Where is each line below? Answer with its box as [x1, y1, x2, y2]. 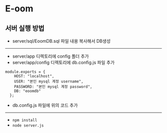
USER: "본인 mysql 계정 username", [14, 79, 83, 84]
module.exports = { [5, 69, 46, 74]
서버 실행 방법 [5, 24, 45, 32]
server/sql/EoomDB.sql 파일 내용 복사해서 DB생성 [12, 38, 111, 44]
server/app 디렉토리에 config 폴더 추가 [12, 53, 89, 59]
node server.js [12, 123, 44, 128]
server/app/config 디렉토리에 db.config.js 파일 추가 [12, 60, 115, 65]
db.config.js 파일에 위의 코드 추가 [12, 102, 78, 108]
